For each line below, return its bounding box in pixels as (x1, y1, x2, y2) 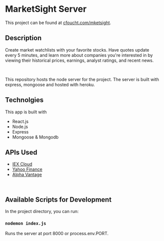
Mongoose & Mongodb (12, 134, 59, 140)
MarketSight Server (5, 3, 87, 15)
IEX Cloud (12, 161, 33, 167)
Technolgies (5, 96, 44, 104)
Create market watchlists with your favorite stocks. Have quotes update (5, 47, 149, 53)
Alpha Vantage (12, 172, 42, 178)
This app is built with (5, 109, 47, 115)
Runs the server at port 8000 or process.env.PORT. (5, 231, 109, 237)
